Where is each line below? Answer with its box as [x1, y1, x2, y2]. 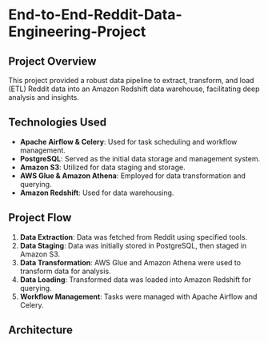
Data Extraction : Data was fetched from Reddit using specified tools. [19, 232, 248, 241]
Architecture [8, 324, 74, 337]
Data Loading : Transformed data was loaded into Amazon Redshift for [19, 274, 252, 284]
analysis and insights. [8, 93, 80, 101]
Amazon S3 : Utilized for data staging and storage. [19, 162, 186, 172]
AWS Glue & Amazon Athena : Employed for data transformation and [19, 170, 246, 181]
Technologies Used [8, 116, 106, 129]
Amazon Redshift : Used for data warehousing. [19, 188, 174, 197]
